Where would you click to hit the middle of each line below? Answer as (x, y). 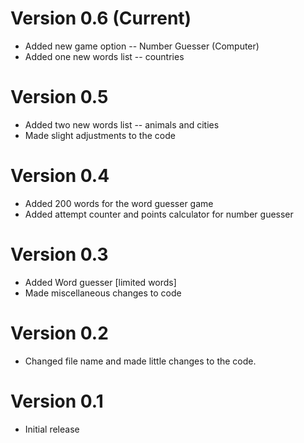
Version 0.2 (59, 333)
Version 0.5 (59, 97)
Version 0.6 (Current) (101, 18)
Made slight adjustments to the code (100, 135)
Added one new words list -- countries (104, 56)
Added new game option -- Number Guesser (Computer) (142, 46)
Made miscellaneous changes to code (103, 293)
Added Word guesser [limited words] (100, 282)
